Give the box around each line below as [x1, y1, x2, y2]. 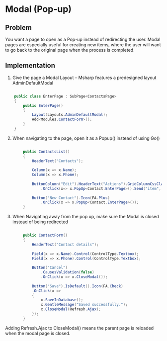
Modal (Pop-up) [5, 3, 72, 15]
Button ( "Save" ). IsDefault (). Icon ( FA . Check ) [31, 283, 123, 289]
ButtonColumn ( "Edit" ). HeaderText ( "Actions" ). [31, 181, 128, 186]
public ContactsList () [23, 149, 70, 154]
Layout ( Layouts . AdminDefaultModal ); [31, 112, 108, 117]
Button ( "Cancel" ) [31, 265, 68, 270]
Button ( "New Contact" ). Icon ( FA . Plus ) [31, 195, 110, 200]
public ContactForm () [23, 233, 68, 238]
